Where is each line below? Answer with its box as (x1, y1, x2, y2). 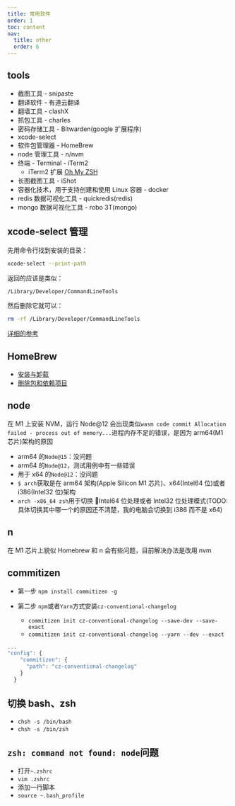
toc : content (7, 23, 46, 30)
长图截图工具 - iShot (17, 176, 76, 185)
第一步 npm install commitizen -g (17, 586, 118, 595)
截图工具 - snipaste (17, 89, 74, 98)
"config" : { (7, 649, 42, 657)
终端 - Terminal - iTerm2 (17, 159, 88, 167)
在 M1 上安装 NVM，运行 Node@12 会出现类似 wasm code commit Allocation (7, 419, 227, 428)
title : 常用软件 (7, 10, 51, 18)
